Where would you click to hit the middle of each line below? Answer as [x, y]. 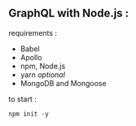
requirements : [33, 33]
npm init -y [29, 114]
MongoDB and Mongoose [64, 83]
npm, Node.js [43, 66]
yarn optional [42, 74]
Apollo [31, 57]
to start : [22, 99]
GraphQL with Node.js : [69, 13]
